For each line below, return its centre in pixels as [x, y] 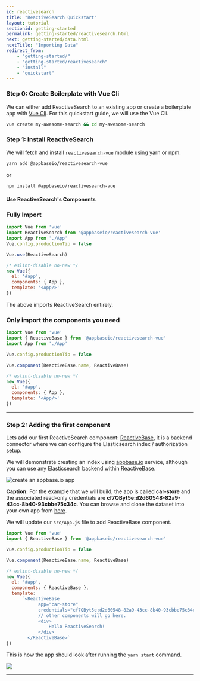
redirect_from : [25, 51]
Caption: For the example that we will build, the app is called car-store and [98, 491]
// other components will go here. [82, 616]
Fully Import [24, 215]
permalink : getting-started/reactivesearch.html [68, 34]
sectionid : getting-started [41, 28]
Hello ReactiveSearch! [77, 627]
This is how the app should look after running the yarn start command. [94, 655]
